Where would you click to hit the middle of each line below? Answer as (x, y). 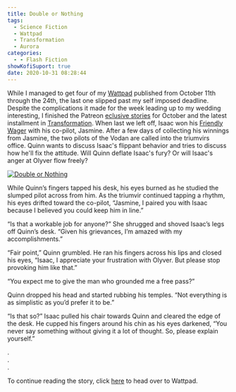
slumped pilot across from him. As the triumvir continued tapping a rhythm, (116, 195)
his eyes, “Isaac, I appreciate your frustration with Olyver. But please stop (114, 260)
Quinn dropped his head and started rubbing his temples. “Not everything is (117, 295)
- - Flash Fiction (41, 60)
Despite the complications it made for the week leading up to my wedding (114, 108)
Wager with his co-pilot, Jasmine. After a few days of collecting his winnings (118, 130)
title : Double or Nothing (45, 14)
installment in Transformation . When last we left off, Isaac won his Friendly (115, 123)
